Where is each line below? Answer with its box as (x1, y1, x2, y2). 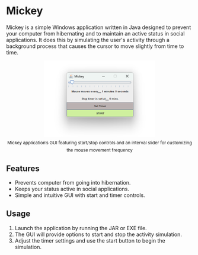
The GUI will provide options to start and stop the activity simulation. (14, 231, 182, 238)
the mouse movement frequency (66, 147, 133, 153)
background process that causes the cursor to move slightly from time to (6, 43, 184, 50)
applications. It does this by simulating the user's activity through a (6, 36, 170, 43)
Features (6, 163, 40, 173)
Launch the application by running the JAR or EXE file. (14, 224, 147, 231)
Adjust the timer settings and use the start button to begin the (14, 237, 165, 244)
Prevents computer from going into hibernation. (14, 179, 131, 186)
